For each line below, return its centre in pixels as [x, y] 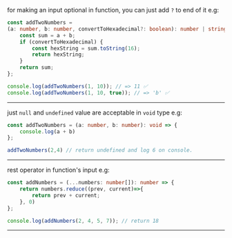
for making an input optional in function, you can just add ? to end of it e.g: [113, 10]
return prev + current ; [66, 195]
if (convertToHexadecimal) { [61, 42]
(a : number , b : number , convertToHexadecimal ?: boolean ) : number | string [117, 29]
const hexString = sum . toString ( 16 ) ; [86, 48]
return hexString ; [58, 54]
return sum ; [37, 68]
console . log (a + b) [48, 131]
